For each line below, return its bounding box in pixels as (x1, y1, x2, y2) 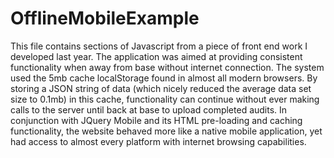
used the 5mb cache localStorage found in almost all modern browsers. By (10, 72, 318, 84)
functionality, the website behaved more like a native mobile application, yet (10, 125, 323, 137)
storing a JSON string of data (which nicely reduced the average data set (10, 82, 312, 94)
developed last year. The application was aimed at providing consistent (10, 50, 303, 62)
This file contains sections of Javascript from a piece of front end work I (10, 40, 308, 52)
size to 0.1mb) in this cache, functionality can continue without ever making (10, 93, 320, 105)
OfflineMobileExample (10, 7, 200, 30)
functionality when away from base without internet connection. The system (10, 61, 325, 73)
